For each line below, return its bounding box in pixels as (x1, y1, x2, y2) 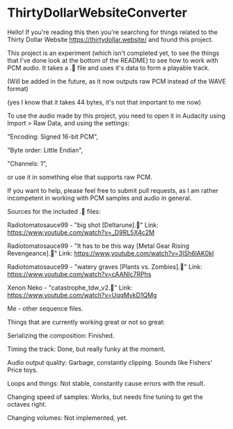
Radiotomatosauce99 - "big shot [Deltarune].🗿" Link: (7, 221, 159, 229)
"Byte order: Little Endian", (7, 146, 83, 154)
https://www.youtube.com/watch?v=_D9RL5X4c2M (7, 228, 155, 236)
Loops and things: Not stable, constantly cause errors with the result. (7, 379, 205, 387)
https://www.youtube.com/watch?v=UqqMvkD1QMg (7, 290, 157, 299)
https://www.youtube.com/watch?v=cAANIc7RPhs (7, 270, 152, 278)
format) (7, 84, 29, 93)
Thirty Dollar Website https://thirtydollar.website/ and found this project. (7, 35, 214, 43)
